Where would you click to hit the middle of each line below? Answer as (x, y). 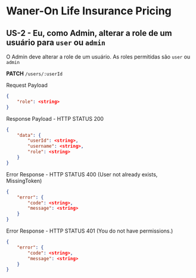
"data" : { (29, 135)
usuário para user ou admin (56, 42)
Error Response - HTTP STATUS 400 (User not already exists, (82, 174)
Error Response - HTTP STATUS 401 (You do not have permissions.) (90, 231)
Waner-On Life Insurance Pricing (89, 11)
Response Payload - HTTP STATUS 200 (55, 118)
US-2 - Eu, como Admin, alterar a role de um (89, 33)
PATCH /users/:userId (35, 74)
